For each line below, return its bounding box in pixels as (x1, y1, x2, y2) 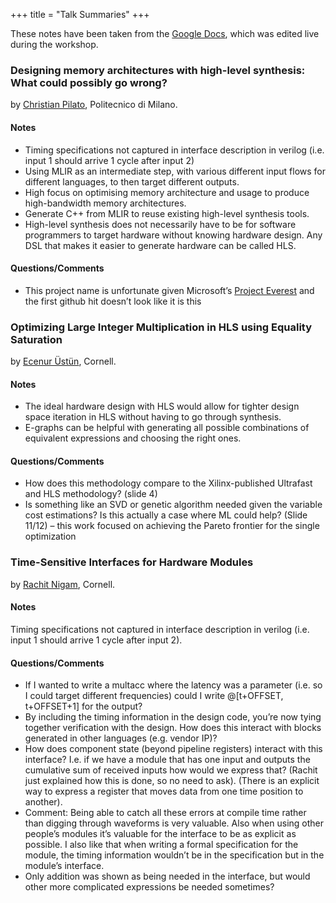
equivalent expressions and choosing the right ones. (24, 432, 242, 444)
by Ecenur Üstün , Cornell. (10, 355, 117, 367)
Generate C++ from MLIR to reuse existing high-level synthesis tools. (24, 207, 310, 219)
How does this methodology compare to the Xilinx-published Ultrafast (24, 477, 313, 489)
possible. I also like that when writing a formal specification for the (24, 839, 299, 851)
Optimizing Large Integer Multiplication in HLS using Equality (10, 320, 313, 334)
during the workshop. (10, 39, 99, 50)
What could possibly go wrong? (10, 75, 168, 89)
